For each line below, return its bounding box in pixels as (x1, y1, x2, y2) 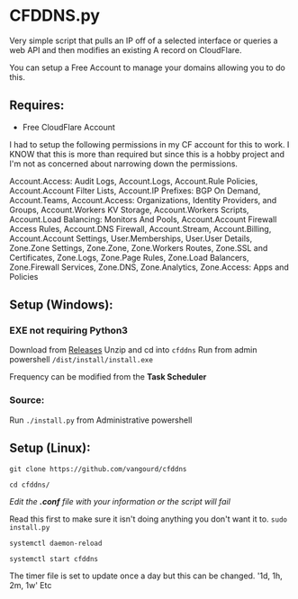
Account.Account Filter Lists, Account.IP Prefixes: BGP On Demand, (9, 185, 261, 196)
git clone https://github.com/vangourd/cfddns (9, 464, 187, 473)
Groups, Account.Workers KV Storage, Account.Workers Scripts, (9, 204, 249, 215)
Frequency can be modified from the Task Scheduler (9, 371, 207, 382)
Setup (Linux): (9, 441, 91, 456)
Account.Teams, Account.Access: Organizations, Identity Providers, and (9, 194, 277, 205)
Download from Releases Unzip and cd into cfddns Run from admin (9, 344, 257, 355)
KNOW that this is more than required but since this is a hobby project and (9, 148, 285, 159)
